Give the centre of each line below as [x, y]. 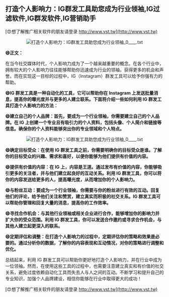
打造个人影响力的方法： [34, 105]
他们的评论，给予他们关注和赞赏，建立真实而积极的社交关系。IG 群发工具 [81, 196]
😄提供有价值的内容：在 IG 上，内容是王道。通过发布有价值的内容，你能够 [81, 167]
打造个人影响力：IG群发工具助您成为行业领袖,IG [79, 9]
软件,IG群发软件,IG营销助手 [54, 18]
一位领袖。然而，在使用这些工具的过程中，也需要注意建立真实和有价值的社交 [84, 266]
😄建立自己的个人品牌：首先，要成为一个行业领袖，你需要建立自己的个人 [80, 116]
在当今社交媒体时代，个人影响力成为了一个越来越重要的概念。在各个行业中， [84, 63]
